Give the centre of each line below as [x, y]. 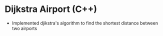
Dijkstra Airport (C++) [51, 9]
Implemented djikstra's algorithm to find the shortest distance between [85, 23]
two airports [24, 28]
